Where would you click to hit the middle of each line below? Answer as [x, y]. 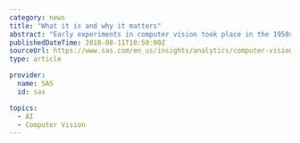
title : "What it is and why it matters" [86, 26]
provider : [28, 76]
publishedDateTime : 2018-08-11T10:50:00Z [87, 42]
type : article [36, 59]
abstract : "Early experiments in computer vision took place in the [139, 34]
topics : [24, 108]
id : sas [32, 92]
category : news [37, 17]
